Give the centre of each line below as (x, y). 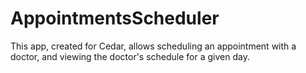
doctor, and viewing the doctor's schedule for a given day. (130, 56)
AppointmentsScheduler (115, 18)
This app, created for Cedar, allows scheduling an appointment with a (153, 46)
